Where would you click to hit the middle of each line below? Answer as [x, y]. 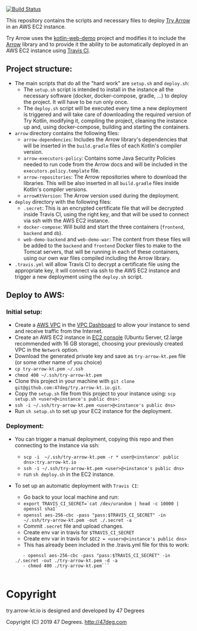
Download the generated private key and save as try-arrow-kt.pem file [100, 356]
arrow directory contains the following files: [67, 133]
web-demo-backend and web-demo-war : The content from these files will [107, 239]
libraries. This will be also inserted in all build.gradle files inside [101, 183]
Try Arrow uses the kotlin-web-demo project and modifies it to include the [96, 38]
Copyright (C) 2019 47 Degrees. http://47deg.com [66, 622]
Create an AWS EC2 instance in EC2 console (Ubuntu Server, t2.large [98, 337]
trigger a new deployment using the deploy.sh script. [79, 277]
